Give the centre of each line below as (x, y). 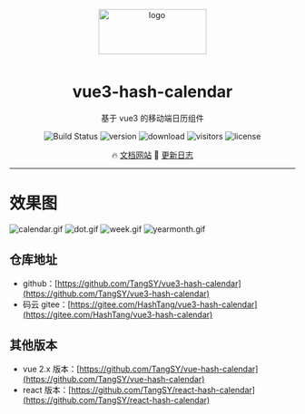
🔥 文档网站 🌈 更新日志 (152, 155)
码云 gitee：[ (46, 304)
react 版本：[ (47, 390)
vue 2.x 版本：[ (51, 369)
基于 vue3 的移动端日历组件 (152, 118)
